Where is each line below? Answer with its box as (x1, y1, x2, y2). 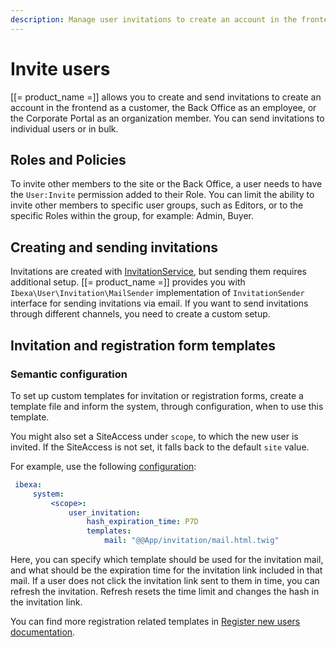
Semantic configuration (10, 367, 128, 381)
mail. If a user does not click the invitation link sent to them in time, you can (10, 575, 320, 586)
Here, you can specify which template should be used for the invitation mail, (10, 554, 324, 565)
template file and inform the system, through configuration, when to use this (10, 400, 324, 412)
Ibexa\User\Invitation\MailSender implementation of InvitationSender (10, 287, 305, 299)
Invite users (10, 57, 111, 80)
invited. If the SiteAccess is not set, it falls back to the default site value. (10, 441, 310, 453)
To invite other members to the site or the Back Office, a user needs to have (10, 178, 323, 190)
